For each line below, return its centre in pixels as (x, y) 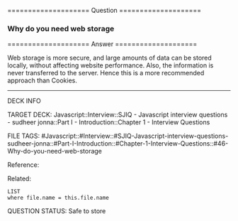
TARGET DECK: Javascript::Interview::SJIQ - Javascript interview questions (118, 115)
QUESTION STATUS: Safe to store (57, 211)
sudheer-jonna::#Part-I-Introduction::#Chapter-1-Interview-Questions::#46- (118, 144)
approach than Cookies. (42, 80)
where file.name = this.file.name (58, 198)
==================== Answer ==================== (102, 44)
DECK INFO (24, 101)
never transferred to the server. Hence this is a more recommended (106, 73)
